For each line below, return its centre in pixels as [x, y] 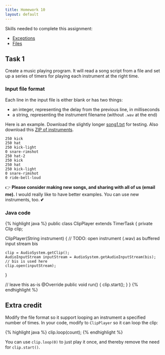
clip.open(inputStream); [31, 266]
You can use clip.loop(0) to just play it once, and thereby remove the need [82, 342]
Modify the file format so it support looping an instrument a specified [76, 317]
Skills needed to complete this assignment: [49, 28]
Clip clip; [14, 229]
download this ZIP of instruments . [40, 129]
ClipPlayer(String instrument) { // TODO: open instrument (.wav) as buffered [82, 238]
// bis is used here [27, 261]
